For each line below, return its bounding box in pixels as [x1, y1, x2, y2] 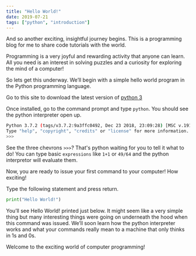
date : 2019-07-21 [6, 14, 48, 20]
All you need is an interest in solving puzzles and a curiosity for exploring [6, 59, 182, 66]
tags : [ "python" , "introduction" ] [6, 19, 90, 25]
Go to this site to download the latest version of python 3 [6, 94, 143, 101]
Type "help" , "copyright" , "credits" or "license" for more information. [6, 128, 190, 134]
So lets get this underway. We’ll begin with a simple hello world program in [6, 76, 185, 83]
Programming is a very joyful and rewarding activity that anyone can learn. [6, 53, 185, 60]
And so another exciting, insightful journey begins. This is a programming [6, 36, 182, 43]
